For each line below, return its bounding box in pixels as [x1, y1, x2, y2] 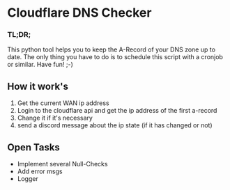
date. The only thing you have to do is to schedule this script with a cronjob [7, 53, 223, 61]
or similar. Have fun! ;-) [7, 61, 73, 69]
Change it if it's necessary [17, 113, 93, 122]
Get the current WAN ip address [17, 99, 109, 107]
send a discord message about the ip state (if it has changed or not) [17, 121, 213, 129]
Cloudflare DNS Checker [7, 5, 152, 21]
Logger [17, 175, 38, 183]
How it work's [7, 80, 68, 92]
